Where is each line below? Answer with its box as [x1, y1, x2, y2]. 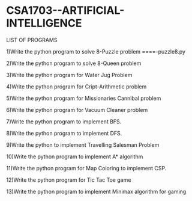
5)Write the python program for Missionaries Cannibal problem [6, 94, 161, 102]
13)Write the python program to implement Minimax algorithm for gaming [6, 188, 187, 195]
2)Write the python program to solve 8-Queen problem [6, 60, 142, 67]
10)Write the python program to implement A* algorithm [6, 153, 143, 160]
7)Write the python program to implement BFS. [6, 118, 122, 125]
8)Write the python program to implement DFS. [6, 129, 122, 137]
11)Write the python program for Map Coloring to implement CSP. [6, 164, 167, 172]
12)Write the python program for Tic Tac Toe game [6, 176, 131, 184]
